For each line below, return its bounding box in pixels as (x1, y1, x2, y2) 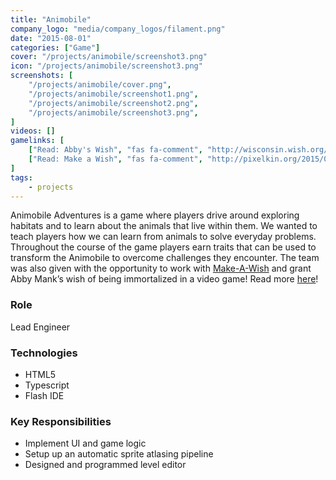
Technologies (10, 346, 78, 360)
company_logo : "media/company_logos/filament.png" (10, 24, 226, 34)
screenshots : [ (10, 71, 74, 81)
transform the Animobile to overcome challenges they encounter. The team (10, 252, 320, 264)
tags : (10, 172, 33, 183)
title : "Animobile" (10, 14, 92, 25)
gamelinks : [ (10, 136, 65, 146)
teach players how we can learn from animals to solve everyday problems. (10, 231, 317, 243)
